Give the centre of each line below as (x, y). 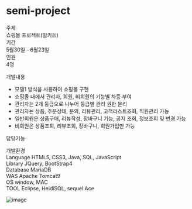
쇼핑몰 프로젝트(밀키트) (32, 35)
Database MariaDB (29, 169)
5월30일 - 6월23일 (28, 49)
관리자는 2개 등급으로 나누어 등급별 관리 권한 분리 (71, 104)
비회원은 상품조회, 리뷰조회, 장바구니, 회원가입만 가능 (75, 126)
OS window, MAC (27, 182)
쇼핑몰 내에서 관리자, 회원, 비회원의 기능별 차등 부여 (73, 96)
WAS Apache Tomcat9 (33, 176)
